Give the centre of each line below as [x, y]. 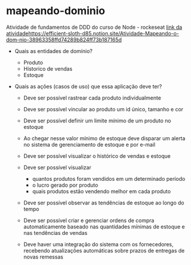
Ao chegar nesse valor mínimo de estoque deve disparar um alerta [104, 138]
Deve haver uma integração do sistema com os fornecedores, [98, 244]
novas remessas [43, 257]
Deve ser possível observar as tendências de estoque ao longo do [104, 203]
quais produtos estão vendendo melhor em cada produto [101, 191]
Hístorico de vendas [48, 68]
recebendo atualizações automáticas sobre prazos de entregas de [104, 250]
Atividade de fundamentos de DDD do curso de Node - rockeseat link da [94, 27]
